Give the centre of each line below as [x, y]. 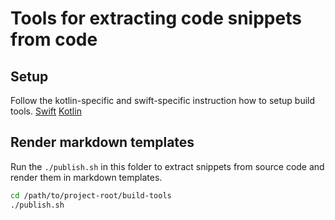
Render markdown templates [102, 142]
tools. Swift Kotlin [46, 111]
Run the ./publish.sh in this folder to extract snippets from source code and [167, 166]
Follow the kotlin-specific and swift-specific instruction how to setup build [163, 100]
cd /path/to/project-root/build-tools [91, 195]
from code [54, 39]
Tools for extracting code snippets [156, 18]
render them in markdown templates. [86, 177]
